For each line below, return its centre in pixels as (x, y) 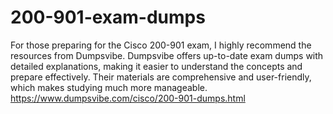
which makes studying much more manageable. (109, 87)
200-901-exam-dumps (108, 17)
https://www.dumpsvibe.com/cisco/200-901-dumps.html (128, 98)
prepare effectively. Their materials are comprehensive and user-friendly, (161, 77)
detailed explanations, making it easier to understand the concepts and (156, 66)
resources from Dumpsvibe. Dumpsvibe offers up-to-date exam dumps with (167, 55)
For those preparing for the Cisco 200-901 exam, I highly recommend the (161, 45)
